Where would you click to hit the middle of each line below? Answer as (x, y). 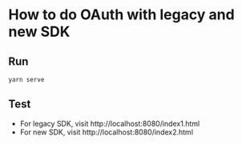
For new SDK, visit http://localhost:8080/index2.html (107, 132)
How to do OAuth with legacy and (121, 15)
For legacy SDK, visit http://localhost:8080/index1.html (110, 123)
